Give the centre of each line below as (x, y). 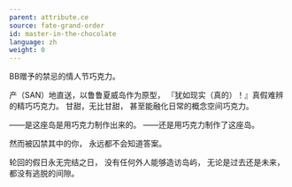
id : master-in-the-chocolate (63, 34)
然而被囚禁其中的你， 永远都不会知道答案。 (88, 144)
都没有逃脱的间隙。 (44, 174)
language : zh (33, 42)
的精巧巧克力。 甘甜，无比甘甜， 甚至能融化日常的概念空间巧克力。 (131, 106)
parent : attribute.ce (49, 17)
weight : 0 (27, 50)
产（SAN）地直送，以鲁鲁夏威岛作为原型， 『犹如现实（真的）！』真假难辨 (146, 95)
